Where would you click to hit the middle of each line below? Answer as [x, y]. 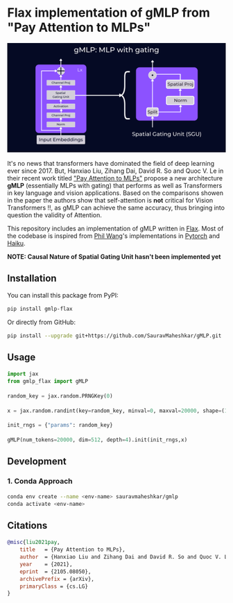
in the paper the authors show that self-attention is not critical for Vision [110, 200]
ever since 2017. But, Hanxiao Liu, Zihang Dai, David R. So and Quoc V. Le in [115, 171]
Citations [27, 525]
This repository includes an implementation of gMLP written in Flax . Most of [115, 228]
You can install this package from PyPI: [63, 295]
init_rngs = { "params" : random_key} [60, 425]
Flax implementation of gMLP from [109, 13]
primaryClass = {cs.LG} [54, 586]
